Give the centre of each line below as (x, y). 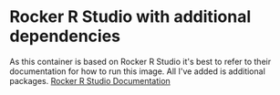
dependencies (65, 36)
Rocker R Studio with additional (130, 17)
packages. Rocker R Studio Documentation (90, 80)
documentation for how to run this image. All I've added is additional (138, 71)
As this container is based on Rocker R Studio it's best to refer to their (140, 61)
